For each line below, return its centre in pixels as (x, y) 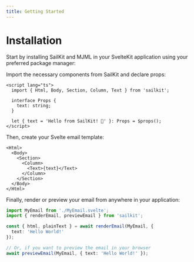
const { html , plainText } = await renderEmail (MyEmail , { (80, 226)
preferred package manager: (41, 63)
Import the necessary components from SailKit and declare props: (86, 74)
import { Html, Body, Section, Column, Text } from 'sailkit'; (90, 90)
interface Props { (34, 100)
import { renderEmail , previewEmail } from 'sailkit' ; (75, 216)
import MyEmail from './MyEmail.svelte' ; (58, 210)
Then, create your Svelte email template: (55, 137)
